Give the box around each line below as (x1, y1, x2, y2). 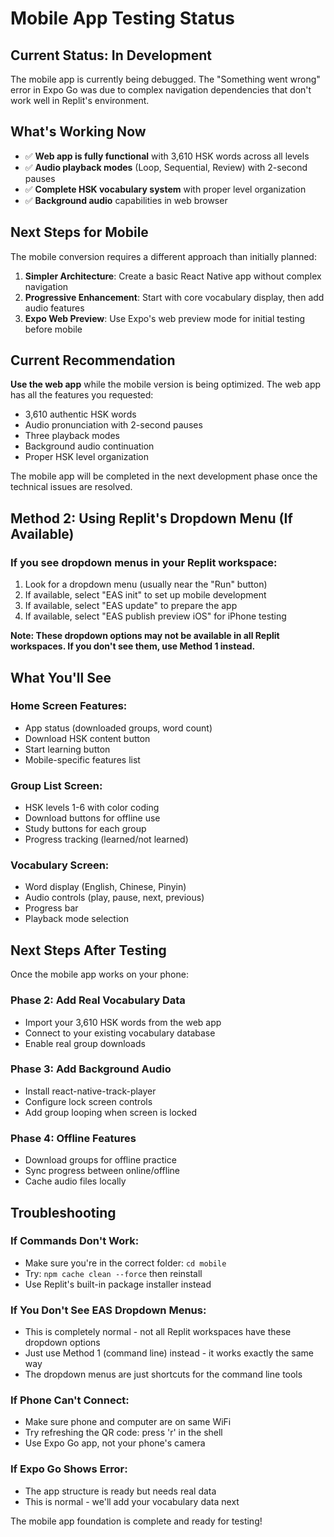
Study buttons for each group (24, 823, 147, 835)
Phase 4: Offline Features (10, 1131, 137, 1145)
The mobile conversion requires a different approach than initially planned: (10, 250, 317, 262)
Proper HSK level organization (24, 451, 149, 463)
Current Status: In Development (10, 47, 213, 64)
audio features (24, 302, 85, 314)
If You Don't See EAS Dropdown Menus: (10, 1303, 207, 1317)
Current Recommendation (10, 352, 176, 369)
